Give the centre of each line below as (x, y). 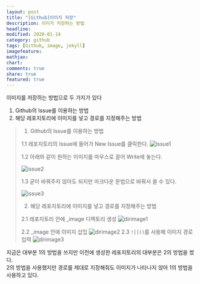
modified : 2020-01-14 (34, 35)
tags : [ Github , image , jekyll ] (46, 46)
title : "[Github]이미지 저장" (41, 18)
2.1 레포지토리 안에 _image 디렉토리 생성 (69, 219)
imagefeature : (24, 52)
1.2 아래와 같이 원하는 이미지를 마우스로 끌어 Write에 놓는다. (92, 157)
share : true (21, 74)
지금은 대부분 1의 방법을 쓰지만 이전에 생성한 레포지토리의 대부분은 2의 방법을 (97, 252)
